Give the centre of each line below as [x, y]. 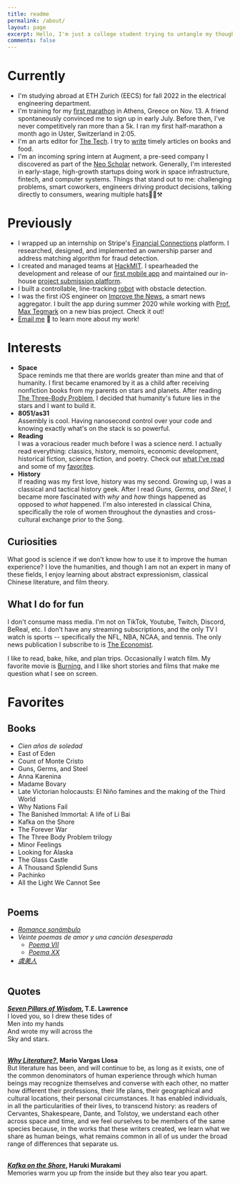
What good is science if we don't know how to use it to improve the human [117, 559]
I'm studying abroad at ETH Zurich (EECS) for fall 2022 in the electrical [122, 96]
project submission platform [79, 281]
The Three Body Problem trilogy [65, 837]
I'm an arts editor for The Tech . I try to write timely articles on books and [124, 141]
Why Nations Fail [42, 806]
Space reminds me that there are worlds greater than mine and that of [120, 375]
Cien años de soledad [50, 746]
